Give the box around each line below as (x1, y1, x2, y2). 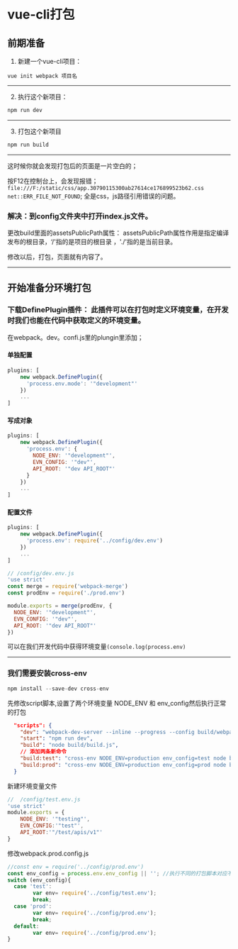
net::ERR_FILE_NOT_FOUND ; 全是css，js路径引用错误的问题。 (7, 192, 180, 200)
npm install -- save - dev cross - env (7, 685, 110, 692)
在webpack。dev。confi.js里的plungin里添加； (7, 333, 144, 341)
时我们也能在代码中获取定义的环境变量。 (7, 316, 145, 326)
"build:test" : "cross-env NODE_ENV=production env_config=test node (20, 755, 227, 762)
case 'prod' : (13, 903, 52, 910)
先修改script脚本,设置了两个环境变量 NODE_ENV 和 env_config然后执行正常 (7, 699, 227, 707)
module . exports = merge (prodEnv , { (7, 602, 113, 610)
